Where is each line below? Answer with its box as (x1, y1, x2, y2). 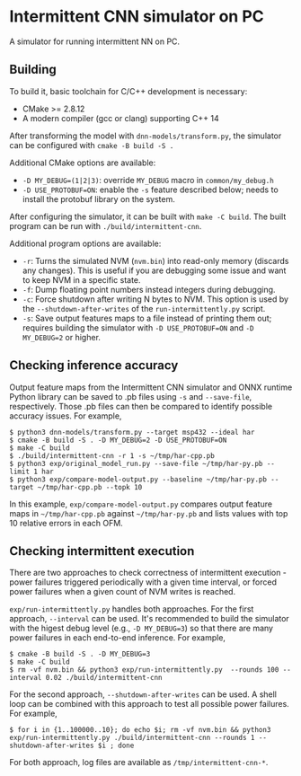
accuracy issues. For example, (9, 410, 122, 421)
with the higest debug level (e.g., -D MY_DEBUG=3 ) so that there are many (9, 622, 274, 634)
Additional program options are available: (9, 238, 162, 249)
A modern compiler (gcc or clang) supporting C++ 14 (22, 112, 219, 123)
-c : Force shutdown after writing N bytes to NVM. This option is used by (22, 294, 289, 304)
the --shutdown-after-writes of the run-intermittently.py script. (22, 303, 266, 313)
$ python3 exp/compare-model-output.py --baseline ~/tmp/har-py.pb (9, 474, 268, 484)
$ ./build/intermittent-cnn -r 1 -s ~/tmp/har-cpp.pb (9, 451, 216, 460)
